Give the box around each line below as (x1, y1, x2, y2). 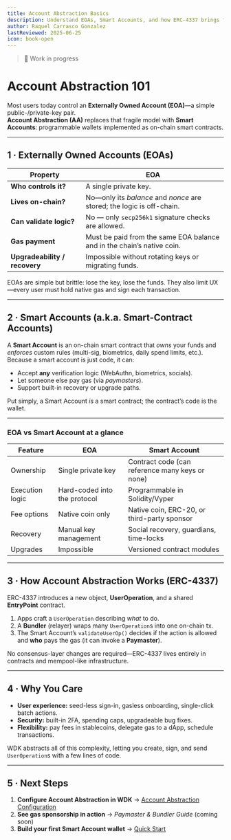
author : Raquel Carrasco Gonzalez (7, 23, 107, 30)
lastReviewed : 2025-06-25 (7, 29, 81, 36)
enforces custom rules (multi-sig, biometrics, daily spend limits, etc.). (7, 348, 203, 356)
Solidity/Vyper (128, 494, 174, 503)
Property (30, 170, 60, 179)
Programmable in (128, 485, 184, 495)
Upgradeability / (10, 252, 65, 261)
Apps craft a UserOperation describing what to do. (16, 614, 159, 622)
